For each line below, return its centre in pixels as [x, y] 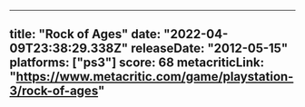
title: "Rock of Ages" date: [85, 34]
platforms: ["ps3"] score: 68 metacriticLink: [137, 63]
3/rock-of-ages [54, 91]
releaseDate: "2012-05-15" [209, 49]
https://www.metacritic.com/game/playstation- [155, 77]
